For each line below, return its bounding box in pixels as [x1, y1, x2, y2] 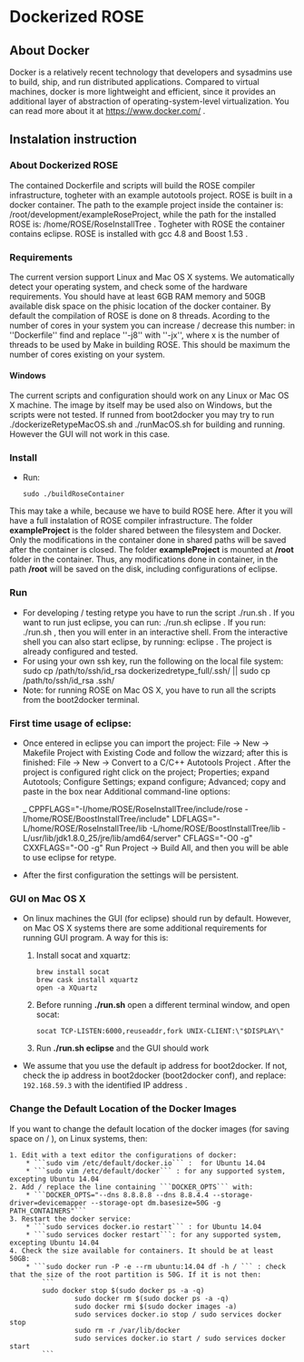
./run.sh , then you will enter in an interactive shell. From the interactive [22, 626, 289, 637]
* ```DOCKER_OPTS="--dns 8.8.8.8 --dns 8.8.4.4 [25, 1190, 209, 1199]
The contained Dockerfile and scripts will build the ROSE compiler [9, 179, 256, 190]
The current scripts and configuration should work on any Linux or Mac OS [9, 390, 289, 401]
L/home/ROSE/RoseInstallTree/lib [22, 823, 148, 834]
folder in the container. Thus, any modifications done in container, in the [9, 554, 279, 565]
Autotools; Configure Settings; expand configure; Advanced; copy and [22, 777, 286, 788]
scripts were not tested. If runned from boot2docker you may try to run [9, 410, 275, 421]
